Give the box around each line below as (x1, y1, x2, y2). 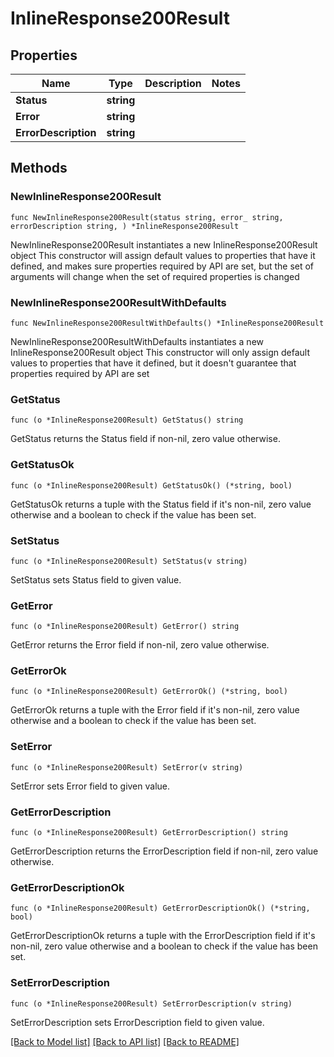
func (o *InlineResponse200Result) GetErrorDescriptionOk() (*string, (10, 903, 311, 914)
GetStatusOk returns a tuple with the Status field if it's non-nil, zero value (10, 498, 312, 510)
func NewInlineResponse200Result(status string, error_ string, (10, 212, 284, 222)
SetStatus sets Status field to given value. (10, 573, 182, 586)
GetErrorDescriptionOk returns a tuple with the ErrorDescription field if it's (10, 930, 316, 942)
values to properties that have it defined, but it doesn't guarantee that (10, 357, 297, 369)
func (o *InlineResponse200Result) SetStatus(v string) (10, 556, 248, 566)
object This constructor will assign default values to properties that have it (10, 249, 316, 261)
